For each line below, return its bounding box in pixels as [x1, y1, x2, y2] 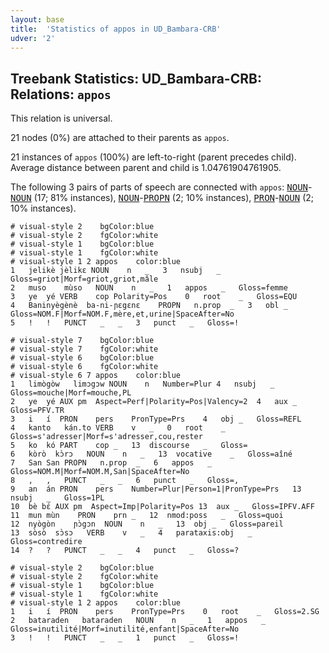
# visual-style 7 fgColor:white [10, 344, 159, 355]
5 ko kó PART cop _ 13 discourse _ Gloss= [10, 441, 248, 451]
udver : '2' [10, 33, 56, 43]
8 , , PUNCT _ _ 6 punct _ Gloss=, [10, 476, 240, 486]
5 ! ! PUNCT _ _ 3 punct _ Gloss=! [10, 318, 240, 328]
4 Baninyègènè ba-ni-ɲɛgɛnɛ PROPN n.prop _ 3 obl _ [10, 301, 288, 311]
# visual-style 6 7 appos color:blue [10, 371, 182, 381]
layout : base [10, 14, 65, 25]
